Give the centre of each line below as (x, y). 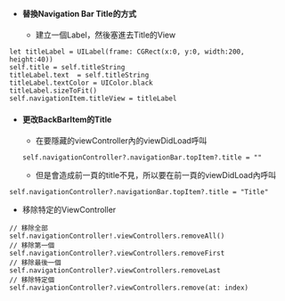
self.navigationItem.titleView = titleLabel (93, 99)
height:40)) (31, 60)
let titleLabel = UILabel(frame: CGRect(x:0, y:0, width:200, (127, 52)
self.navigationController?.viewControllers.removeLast (115, 271)
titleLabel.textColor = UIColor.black (81, 83)
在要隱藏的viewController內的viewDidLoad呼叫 (121, 141)
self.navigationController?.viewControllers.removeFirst (117, 254)
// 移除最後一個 (35, 263)
